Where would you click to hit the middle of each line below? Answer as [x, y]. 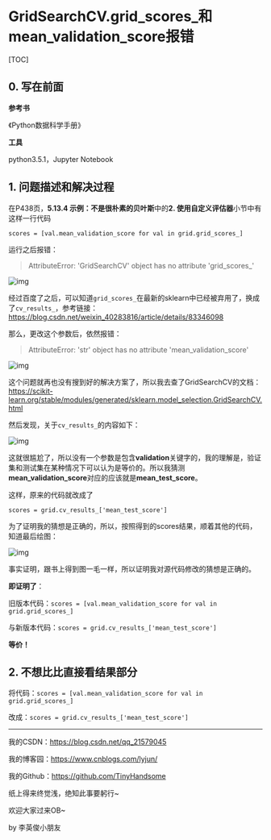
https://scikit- [31, 391]
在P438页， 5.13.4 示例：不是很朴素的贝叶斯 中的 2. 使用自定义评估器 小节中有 [135, 208]
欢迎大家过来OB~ [37, 810]
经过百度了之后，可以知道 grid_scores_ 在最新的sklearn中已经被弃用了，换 [131, 297]
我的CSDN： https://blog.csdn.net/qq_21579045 [88, 742]
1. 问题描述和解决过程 [61, 187]
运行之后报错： [33, 249]
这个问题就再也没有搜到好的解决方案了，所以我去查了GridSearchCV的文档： [135, 382]
